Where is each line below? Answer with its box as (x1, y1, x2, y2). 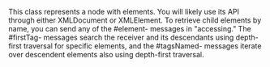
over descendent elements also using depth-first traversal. (8, 50, 204, 59)
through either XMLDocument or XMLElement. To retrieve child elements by (8, 15, 262, 25)
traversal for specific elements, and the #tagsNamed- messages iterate (23, 41, 262, 51)
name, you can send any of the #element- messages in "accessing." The (8, 24, 251, 33)
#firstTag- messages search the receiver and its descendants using (8, 32, 234, 42)
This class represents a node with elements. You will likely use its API (8, 7, 240, 16)
